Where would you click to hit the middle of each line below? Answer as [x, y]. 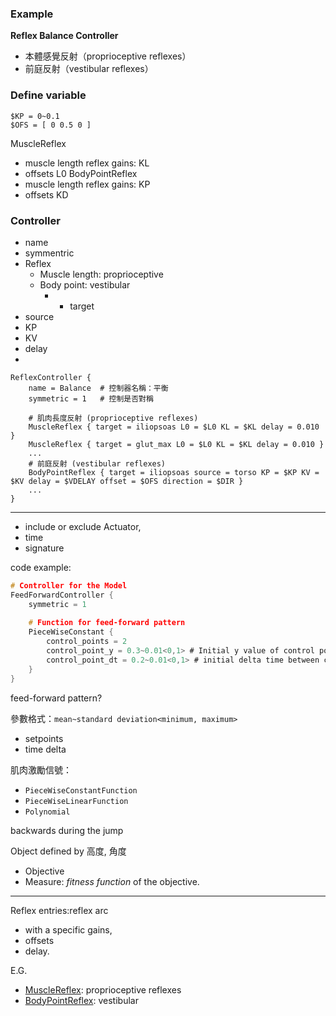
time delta [45, 749]
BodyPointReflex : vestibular [81, 1000]
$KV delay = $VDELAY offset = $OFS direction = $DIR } [127, 481]
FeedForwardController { [62, 595]
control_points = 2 [87, 642]
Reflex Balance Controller [64, 36]
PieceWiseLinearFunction [76, 801]
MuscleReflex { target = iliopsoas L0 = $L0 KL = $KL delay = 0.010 [174, 427]
